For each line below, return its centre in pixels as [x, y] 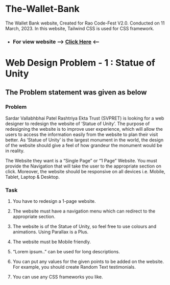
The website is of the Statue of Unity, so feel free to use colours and [84, 227]
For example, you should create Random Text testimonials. [74, 267]
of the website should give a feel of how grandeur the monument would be [84, 145]
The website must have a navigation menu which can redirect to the [84, 211]
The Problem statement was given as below [76, 92]
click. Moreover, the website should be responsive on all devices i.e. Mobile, [85, 171]
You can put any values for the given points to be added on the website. [88, 262]
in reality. [15, 151]
